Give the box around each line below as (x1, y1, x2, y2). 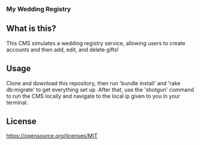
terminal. (6, 98, 28, 106)
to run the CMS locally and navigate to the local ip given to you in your (6, 92, 181, 100)
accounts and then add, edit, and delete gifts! (6, 46, 119, 53)
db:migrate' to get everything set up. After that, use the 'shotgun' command (6, 86, 195, 93)
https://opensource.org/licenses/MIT (6, 132, 98, 140)
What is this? (6, 24, 57, 34)
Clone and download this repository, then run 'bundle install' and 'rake (6, 79, 181, 86)
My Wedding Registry (6, 5, 71, 13)
